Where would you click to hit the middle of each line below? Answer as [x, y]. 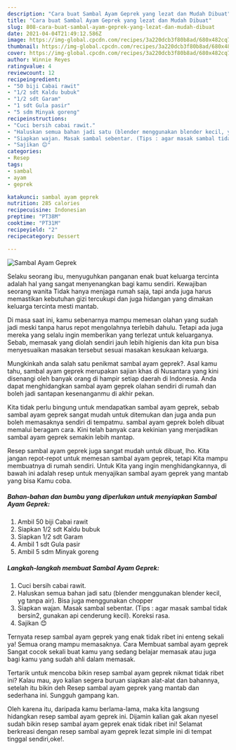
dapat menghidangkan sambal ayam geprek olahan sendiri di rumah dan [112, 386]
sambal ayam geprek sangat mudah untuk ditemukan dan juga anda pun [112, 414]
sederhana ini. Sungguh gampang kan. [63, 696]
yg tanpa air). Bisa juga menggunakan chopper [85, 601]
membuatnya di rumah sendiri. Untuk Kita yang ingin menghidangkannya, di [117, 465]
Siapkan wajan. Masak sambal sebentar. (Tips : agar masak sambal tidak [122, 608]
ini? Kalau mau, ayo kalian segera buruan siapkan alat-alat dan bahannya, [113, 680]
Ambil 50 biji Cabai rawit [53, 522]
